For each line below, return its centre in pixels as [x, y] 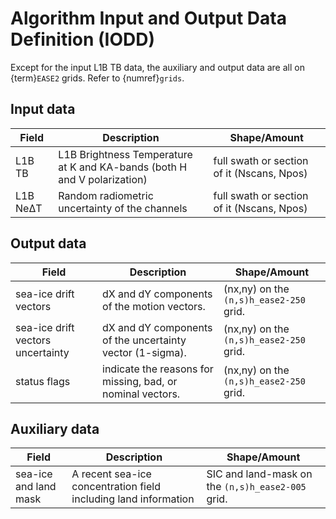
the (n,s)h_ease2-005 [256, 487]
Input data [43, 109]
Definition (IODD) [82, 39]
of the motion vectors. [154, 306]
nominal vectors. [141, 394]
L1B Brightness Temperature [125, 154]
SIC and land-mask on [259, 474]
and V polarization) [103, 179]
